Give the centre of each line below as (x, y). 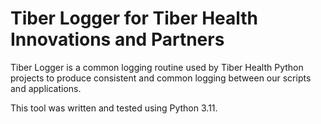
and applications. (46, 88)
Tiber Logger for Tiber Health (134, 18)
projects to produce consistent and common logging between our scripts (161, 78)
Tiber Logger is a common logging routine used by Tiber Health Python (157, 67)
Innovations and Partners (117, 39)
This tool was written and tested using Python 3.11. (114, 108)
